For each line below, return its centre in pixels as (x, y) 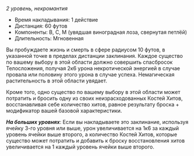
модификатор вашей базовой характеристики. (64, 111)
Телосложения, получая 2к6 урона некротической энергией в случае (93, 68)
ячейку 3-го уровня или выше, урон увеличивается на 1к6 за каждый (93, 128)
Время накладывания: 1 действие (56, 20)
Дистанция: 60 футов (41, 26)
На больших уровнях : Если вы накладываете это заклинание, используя (97, 122)
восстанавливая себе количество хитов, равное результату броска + (93, 104)
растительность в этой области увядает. (57, 81)
